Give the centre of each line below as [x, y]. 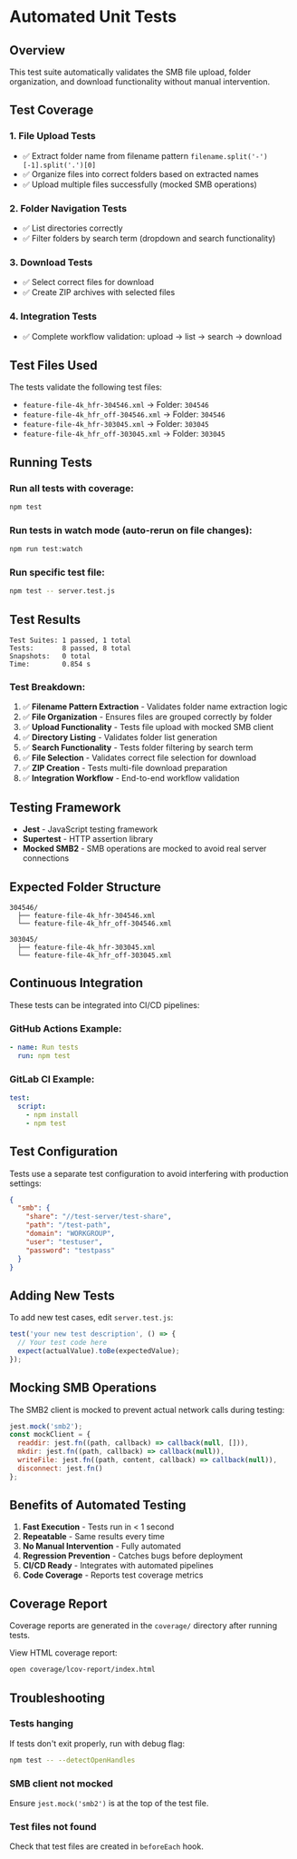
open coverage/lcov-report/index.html [82, 1670]
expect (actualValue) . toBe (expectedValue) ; [99, 1350]
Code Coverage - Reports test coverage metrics [113, 1575]
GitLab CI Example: [52, 1079]
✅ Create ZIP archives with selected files [99, 292]
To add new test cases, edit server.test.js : [91, 1318]
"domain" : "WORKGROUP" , [71, 1233]
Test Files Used [53, 365]
